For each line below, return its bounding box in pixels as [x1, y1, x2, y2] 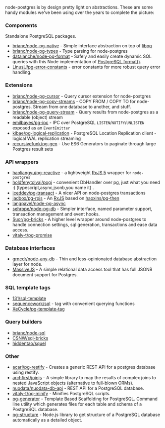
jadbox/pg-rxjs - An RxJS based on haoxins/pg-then [12, 195, 120, 201]
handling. [12, 69, 32, 75]
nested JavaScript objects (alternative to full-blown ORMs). [12, 380, 134, 386]
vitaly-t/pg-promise [12, 232, 53, 238]
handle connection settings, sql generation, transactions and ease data [12, 221, 158, 227]
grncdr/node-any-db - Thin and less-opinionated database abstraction [12, 256, 157, 262]
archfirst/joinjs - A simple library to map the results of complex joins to [12, 375, 156, 381]
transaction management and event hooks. [12, 211, 100, 217]
